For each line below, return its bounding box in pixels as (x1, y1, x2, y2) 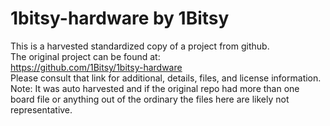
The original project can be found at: (10, 50, 161, 62)
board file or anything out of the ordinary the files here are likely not (10, 93, 290, 105)
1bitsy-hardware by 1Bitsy (10, 7, 230, 30)
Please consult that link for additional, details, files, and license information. (10, 72, 322, 84)
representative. (10, 103, 73, 116)
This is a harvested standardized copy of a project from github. (10, 40, 270, 52)
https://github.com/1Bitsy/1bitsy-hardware (10, 61, 183, 73)
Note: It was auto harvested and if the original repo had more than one (10, 82, 300, 94)
